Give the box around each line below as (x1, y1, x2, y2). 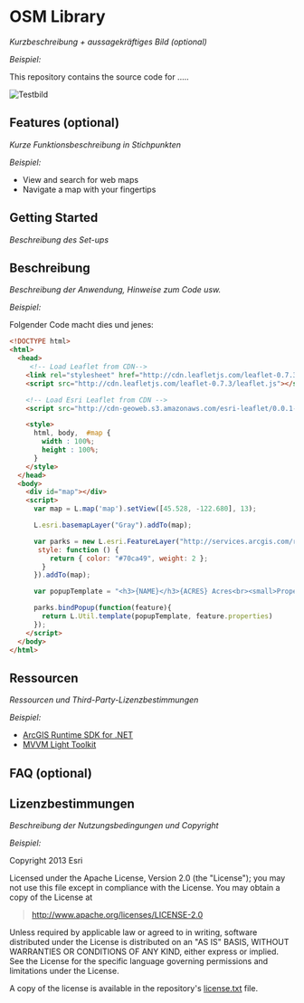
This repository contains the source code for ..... (9, 71, 190, 82)
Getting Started (9, 210, 99, 225)
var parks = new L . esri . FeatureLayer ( (33, 537, 180, 546)
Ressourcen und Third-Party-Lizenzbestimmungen (9, 694, 199, 705)
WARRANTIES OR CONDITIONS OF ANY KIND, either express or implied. (9, 946, 279, 957)
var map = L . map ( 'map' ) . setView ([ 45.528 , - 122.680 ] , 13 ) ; (33, 504, 257, 513)
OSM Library (9, 6, 106, 27)
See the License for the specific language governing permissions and (9, 956, 269, 967)
